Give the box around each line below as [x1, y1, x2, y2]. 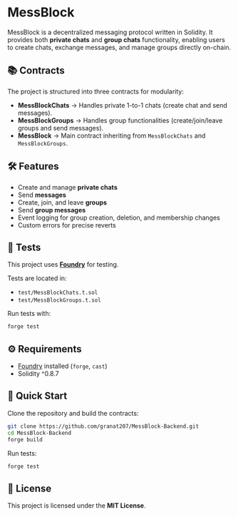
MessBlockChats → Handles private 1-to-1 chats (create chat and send [17, 101, 228, 109]
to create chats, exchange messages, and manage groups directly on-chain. [7, 43, 232, 51]
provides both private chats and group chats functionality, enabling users [7, 35, 226, 43]
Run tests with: [7, 309, 51, 318]
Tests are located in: [7, 274, 67, 282]
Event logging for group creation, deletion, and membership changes [17, 213, 221, 222]
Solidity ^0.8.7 [17, 369, 59, 378]
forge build [7, 436, 43, 443]
